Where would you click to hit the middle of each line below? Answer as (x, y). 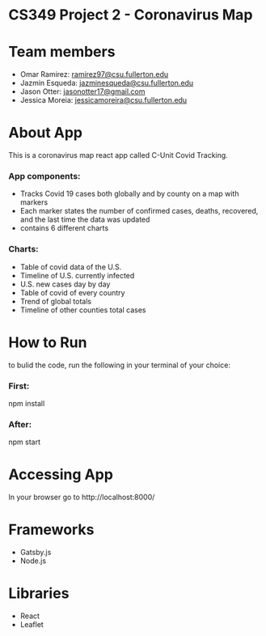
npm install (27, 403)
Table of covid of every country (72, 292)
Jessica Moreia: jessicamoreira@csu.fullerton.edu (103, 100)
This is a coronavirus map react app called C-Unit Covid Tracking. (118, 155)
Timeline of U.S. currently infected (77, 275)
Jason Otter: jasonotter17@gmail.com (82, 91)
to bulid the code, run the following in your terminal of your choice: (119, 365)
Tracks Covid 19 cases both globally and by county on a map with (129, 194)
